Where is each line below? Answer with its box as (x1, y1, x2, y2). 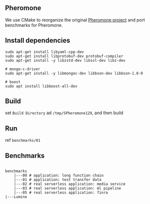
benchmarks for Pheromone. (5, 22, 63, 28)
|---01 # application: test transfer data (14, 178, 102, 182)
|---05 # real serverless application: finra (14, 190, 108, 195)
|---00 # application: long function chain (14, 173, 104, 178)
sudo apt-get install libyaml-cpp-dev (5, 49, 84, 54)
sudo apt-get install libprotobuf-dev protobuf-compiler (5, 53, 124, 58)
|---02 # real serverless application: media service (14, 181, 126, 187)
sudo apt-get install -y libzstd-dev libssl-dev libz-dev (5, 58, 126, 63)
